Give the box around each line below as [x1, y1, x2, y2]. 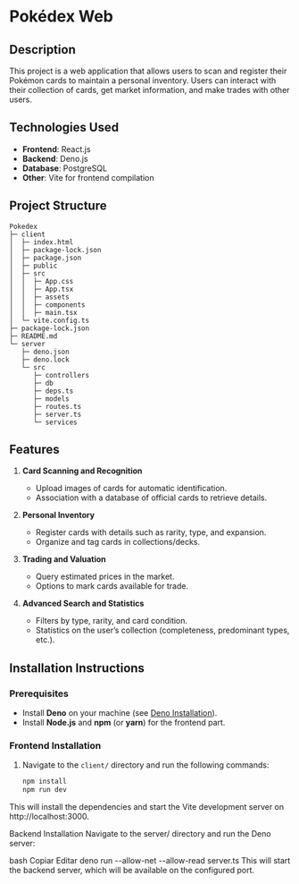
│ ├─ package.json [9, 253, 82, 262]
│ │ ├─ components [9, 300, 87, 310]
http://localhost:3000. [9, 812, 89, 822]
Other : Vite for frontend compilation [21, 172, 154, 183]
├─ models [32, 394, 70, 404]
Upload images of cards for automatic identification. [35, 483, 228, 494]
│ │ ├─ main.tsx [9, 308, 78, 317]
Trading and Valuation [21, 554, 107, 565]
